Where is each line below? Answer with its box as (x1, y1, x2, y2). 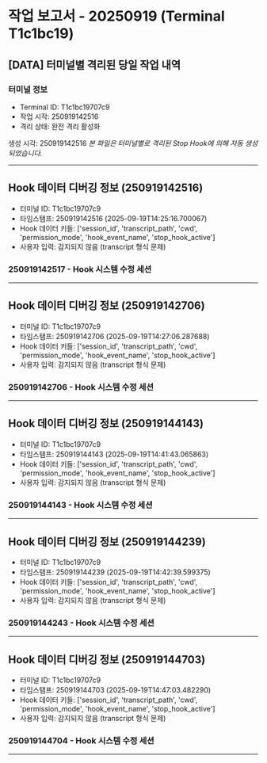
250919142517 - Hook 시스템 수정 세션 (8, 263, 152, 274)
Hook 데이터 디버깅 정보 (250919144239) (8, 535, 206, 548)
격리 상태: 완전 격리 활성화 (19, 121, 101, 131)
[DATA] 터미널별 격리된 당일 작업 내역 (8, 58, 181, 71)
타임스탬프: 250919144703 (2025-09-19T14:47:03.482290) (19, 685, 212, 695)
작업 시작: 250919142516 (19, 112, 99, 121)
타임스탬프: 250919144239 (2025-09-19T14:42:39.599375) (19, 567, 212, 577)
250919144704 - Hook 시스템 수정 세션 (8, 735, 154, 746)
